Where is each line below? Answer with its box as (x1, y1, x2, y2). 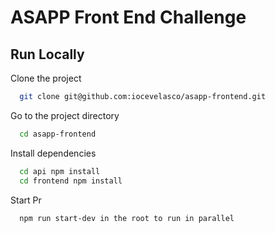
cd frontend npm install (19, 176, 123, 186)
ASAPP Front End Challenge (10, 6, 247, 29)
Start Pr (10, 194, 42, 206)
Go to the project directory (10, 109, 120, 121)
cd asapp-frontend (19, 129, 97, 139)
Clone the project (10, 72, 82, 84)
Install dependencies (10, 147, 97, 159)
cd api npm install (19, 166, 101, 176)
